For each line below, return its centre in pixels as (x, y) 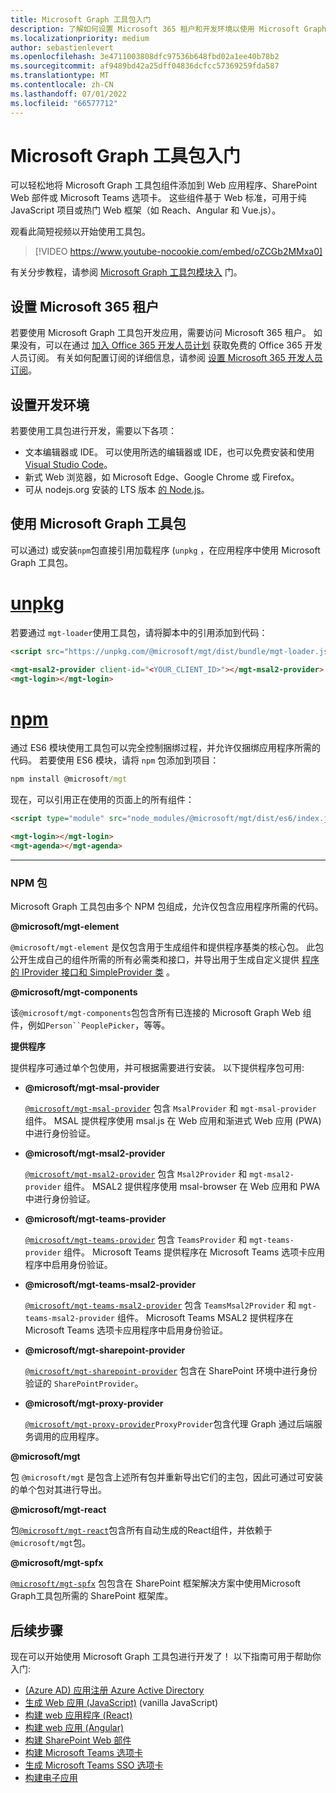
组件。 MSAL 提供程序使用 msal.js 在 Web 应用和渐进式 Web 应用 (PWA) (173, 1121)
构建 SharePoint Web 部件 (78, 1740)
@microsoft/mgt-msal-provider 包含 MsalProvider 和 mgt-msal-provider (170, 1108)
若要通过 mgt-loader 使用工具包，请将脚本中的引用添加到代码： (139, 632)
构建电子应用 (51, 1777)
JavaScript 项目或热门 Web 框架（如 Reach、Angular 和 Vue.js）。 (146, 210)
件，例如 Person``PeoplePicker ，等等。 (90, 1025)
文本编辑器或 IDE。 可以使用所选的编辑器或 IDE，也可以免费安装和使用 (169, 452)
